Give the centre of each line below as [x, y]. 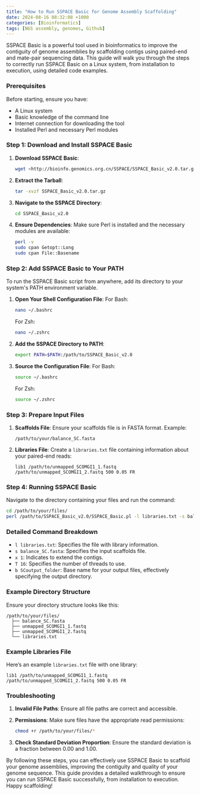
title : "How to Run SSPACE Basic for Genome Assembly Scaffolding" [92, 12]
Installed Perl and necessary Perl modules [66, 129]
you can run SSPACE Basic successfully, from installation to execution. [93, 780]
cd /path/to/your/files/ [37, 511]
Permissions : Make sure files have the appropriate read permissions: [99, 720]
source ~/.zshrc [35, 399]
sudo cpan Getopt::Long [44, 248]
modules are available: [42, 231]
